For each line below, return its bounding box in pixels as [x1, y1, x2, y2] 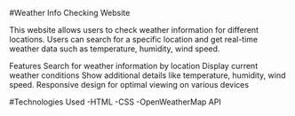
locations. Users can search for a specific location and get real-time [9, 35, 259, 44]
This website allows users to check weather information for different [9, 25, 259, 35]
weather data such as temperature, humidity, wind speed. [9, 43, 220, 54]
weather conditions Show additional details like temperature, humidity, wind [9, 70, 286, 81]
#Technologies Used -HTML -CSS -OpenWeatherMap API [9, 97, 222, 107]
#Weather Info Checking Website [9, 8, 131, 18]
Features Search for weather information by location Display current [9, 61, 259, 71]
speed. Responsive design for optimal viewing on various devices [9, 80, 250, 89]
